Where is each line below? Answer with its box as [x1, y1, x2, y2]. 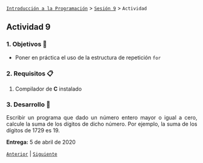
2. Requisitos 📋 [6, 69, 54, 77]
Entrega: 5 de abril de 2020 [6, 138, 76, 146]
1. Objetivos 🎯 [6, 40, 47, 48]
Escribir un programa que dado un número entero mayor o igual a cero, [6, 114, 198, 121]
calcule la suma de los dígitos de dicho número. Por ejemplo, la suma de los [6, 120, 198, 128]
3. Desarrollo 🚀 [6, 100, 50, 109]
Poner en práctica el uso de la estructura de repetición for [15, 54, 161, 61]
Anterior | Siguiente [6, 150, 58, 158]
